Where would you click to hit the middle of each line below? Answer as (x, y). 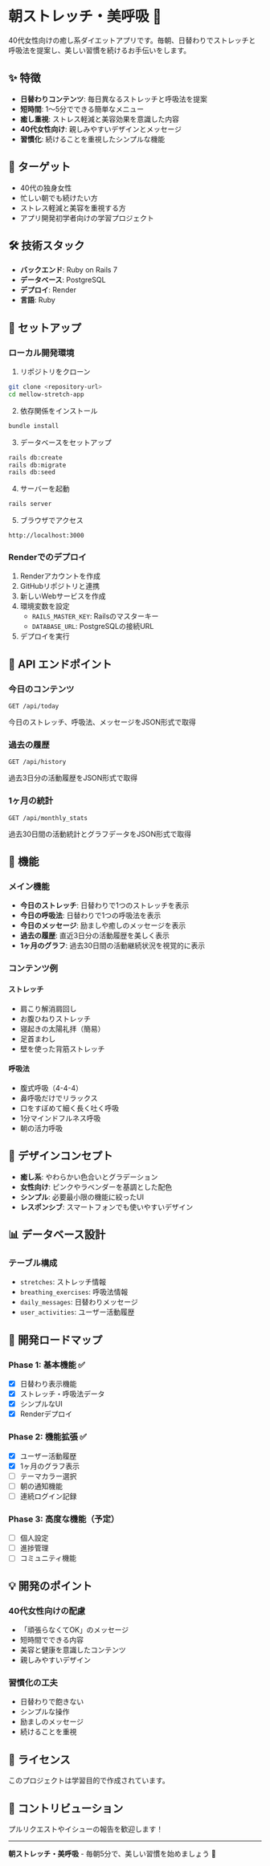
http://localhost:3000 (46, 536)
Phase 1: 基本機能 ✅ (47, 1365)
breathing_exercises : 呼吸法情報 (74, 1292)
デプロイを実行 (45, 636)
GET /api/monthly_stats (48, 818)
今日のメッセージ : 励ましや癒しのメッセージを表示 (103, 925)
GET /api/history (37, 762)
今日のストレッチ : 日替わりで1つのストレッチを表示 (104, 905)
